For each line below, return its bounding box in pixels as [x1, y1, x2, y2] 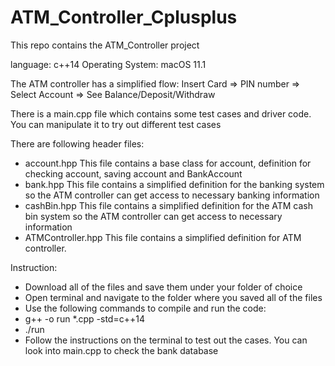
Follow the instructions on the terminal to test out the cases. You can [24, 334, 308, 346]
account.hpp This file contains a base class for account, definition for [24, 157, 312, 169]
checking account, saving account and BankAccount [24, 167, 243, 180]
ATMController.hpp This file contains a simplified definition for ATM [24, 231, 302, 243]
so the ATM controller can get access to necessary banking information [24, 189, 320, 201]
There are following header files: [10, 137, 145, 150]
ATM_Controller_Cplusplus [10, 6, 238, 29]
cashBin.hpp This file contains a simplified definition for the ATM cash [24, 199, 314, 211]
